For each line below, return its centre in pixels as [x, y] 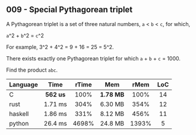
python [19, 123]
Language [24, 84]
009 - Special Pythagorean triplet [69, 10]
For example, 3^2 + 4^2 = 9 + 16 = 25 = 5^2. [60, 47]
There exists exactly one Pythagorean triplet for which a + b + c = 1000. [94, 58]
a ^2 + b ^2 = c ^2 [25, 36]
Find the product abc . [32, 70]
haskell [19, 114]
